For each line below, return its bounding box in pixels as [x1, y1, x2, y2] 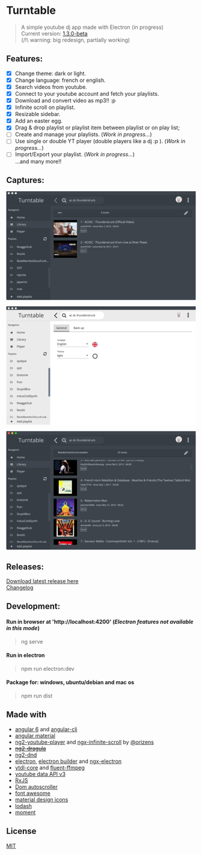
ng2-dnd [14, 751, 37, 758]
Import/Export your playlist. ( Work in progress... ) [14, 151, 135, 158]
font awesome [14, 789, 51, 797]
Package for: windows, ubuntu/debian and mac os [6, 679, 135, 686]
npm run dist [20, 693, 53, 700]
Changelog [6, 584, 34, 591]
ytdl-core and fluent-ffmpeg [14, 764, 85, 771]
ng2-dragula [14, 744, 46, 752]
